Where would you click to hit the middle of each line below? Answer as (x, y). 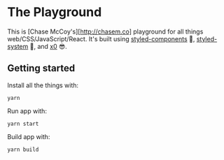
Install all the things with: (43, 85)
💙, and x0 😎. (49, 46)
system (18, 46)
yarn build (23, 150)
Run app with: (27, 111)
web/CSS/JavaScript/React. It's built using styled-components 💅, (101, 38)
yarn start (23, 124)
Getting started (41, 68)
